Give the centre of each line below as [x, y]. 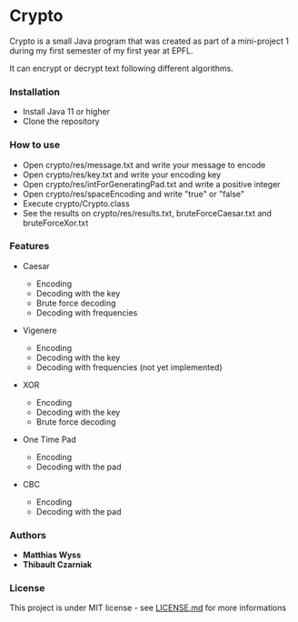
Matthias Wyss [52, 555]
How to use [35, 145]
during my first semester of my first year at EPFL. [101, 50]
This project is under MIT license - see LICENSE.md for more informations [148, 608]
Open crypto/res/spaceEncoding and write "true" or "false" [134, 194]
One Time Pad [50, 439]
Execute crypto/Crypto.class [76, 203]
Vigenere [40, 330]
